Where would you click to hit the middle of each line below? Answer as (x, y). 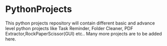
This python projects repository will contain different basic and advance (80, 23)
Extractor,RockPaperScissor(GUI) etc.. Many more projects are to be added (83, 33)
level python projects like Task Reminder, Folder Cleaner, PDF (69, 28)
